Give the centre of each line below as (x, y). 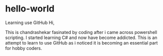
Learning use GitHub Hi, (30, 22)
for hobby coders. (24, 48)
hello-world (30, 9)
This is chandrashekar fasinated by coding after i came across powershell (81, 32)
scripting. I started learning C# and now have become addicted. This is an (81, 37)
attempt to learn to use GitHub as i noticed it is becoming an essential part (81, 42)
